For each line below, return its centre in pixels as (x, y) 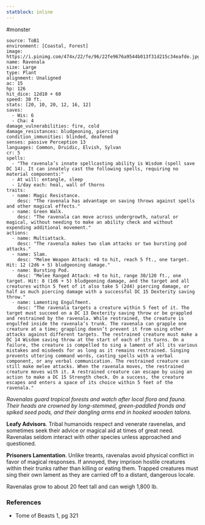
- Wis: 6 (23, 115)
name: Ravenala (26, 62)
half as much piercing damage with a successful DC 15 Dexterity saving (101, 291)
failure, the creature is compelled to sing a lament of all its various (102, 345)
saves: (15, 110)
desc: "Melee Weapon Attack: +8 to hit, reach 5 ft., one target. (103, 259)
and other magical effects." (43, 206)
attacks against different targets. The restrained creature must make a (102, 334)
